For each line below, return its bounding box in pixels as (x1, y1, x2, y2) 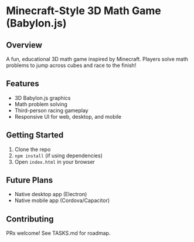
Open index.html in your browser (14, 158, 96, 165)
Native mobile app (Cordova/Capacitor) (14, 197, 110, 204)
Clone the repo (14, 146, 51, 153)
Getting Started (6, 130, 64, 140)
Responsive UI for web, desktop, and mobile (14, 113, 122, 120)
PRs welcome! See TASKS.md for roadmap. (6, 230, 111, 237)
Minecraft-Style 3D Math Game (6, 4, 161, 18)
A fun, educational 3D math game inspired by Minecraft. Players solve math (6, 56, 189, 62)
